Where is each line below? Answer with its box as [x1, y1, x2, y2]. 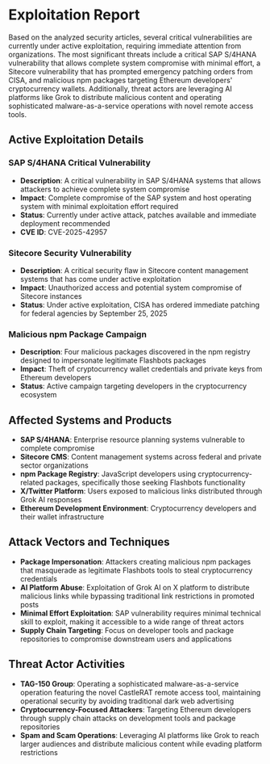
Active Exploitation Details [8, 133, 144, 147]
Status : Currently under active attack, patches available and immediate [19, 210, 256, 220]
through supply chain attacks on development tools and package [19, 713, 236, 723]
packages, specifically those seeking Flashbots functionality [45, 478, 246, 488]
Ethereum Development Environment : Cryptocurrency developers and [19, 503, 256, 514]
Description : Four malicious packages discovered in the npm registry [19, 347, 251, 357]
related [19, 478, 44, 488]
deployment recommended [19, 218, 110, 228]
